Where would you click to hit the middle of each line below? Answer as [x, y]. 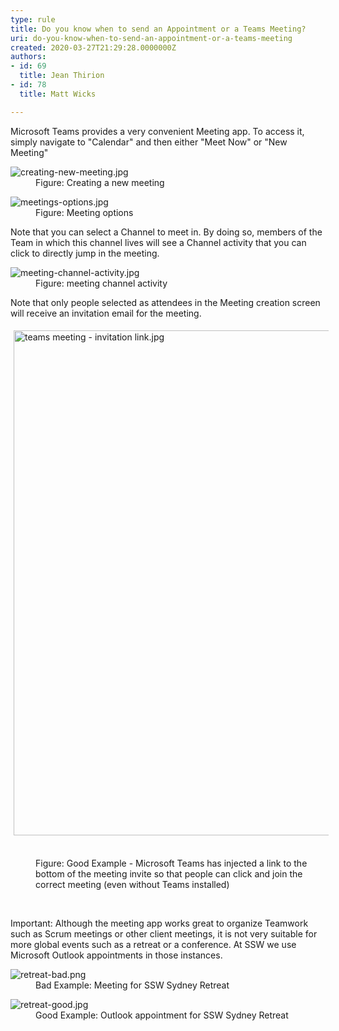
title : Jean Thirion [62, 76]
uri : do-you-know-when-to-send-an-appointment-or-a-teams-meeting [151, 38]
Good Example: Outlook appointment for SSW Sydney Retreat [162, 1015]
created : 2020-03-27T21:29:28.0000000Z [93, 47]
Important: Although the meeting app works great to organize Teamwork [159, 923]
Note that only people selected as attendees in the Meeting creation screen [165, 302]
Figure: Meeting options [84, 212]
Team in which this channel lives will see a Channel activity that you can [158, 242]
